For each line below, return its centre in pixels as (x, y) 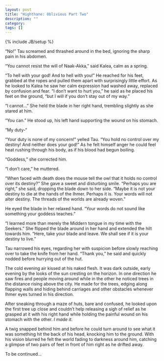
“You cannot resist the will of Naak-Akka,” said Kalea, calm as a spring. (77, 66)
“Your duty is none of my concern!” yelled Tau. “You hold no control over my (82, 140)
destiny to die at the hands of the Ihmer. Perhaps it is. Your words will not (79, 194)
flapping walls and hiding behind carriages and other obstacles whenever (79, 289)
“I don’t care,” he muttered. (32, 169)
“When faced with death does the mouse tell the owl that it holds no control (81, 178)
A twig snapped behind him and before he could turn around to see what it (80, 329)
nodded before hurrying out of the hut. (44, 259)
